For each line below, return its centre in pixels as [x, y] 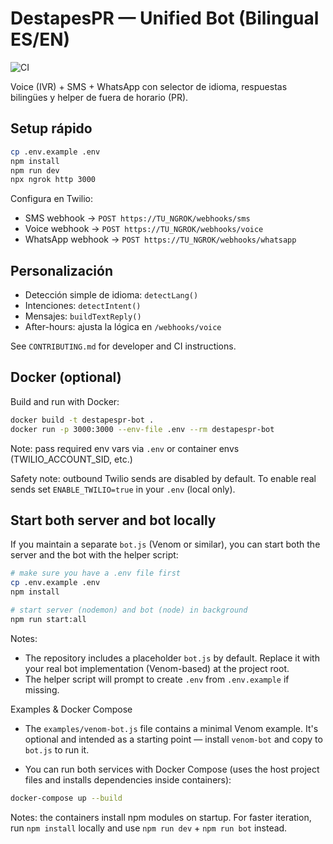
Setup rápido [51, 128]
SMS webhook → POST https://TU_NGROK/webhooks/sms [137, 218]
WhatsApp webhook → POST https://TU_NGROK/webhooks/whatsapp [160, 239]
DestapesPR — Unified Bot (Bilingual [165, 18]
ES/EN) [40, 39]
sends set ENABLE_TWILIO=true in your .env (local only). [123, 489]
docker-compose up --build [66, 798]
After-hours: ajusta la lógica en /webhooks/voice [123, 327]
